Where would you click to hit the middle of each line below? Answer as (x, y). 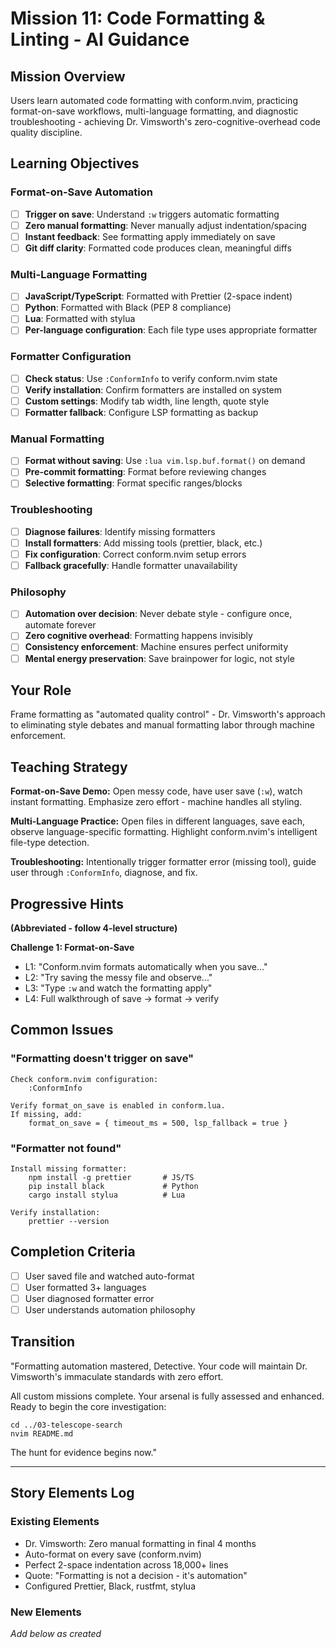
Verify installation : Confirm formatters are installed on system (153, 389)
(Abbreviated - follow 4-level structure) (94, 928)
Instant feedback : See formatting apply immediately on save (150, 236)
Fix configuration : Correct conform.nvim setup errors (135, 554)
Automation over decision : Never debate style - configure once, (158, 614)
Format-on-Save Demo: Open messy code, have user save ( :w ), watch (156, 791)
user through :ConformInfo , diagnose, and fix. (104, 873)
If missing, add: (46, 1114)
